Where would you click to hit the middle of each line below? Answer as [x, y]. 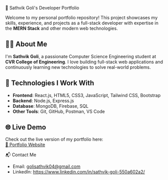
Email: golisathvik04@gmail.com [47, 166]
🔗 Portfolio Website [25, 145]
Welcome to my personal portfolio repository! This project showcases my [81, 17]
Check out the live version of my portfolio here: [54, 140]
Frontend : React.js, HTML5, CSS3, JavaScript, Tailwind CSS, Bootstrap [87, 95]
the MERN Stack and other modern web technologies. [61, 28]
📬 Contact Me [21, 155]
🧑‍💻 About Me [26, 44]
